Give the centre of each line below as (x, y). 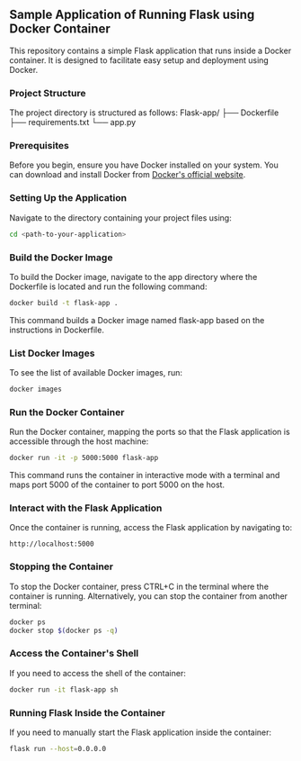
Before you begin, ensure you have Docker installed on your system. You (144, 165)
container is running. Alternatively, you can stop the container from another (149, 596)
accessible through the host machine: (79, 441)
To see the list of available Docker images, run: (96, 373)
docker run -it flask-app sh (64, 689)
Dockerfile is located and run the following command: (108, 286)
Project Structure (48, 93)
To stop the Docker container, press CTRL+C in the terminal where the (139, 586)
